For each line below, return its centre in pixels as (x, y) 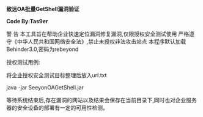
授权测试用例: (24, 62)
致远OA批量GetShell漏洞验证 (43, 9)
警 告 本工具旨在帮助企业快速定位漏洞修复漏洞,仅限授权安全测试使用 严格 (98, 34)
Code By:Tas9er (27, 21)
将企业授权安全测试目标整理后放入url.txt (57, 75)
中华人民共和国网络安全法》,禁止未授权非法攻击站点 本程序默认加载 (102, 41)
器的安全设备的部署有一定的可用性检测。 (57, 108)
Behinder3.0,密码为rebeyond (42, 49)
